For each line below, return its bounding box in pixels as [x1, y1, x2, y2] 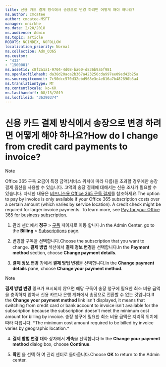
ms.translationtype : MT [5, 81, 55, 86]
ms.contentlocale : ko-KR [5, 85, 56, 91]
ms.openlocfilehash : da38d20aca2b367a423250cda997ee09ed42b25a [5, 72, 139, 77]
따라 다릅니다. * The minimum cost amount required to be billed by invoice [5, 320, 154, 326]
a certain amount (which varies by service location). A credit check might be [5, 201, 161, 207]
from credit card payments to [5, 141, 128, 152]
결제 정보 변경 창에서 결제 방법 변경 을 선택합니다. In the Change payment [12, 260, 155, 266]
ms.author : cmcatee [5, 12, 46, 17]
